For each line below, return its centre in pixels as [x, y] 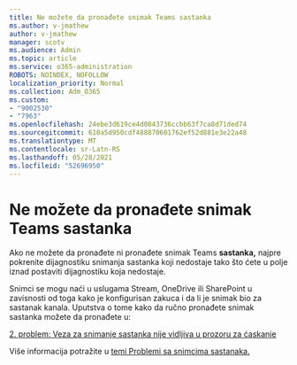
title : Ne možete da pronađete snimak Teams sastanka [110, 17]
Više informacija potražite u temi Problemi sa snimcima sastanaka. [129, 352]
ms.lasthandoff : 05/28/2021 [61, 157]
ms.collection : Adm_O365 [55, 91]
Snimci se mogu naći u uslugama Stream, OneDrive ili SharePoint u [131, 289]
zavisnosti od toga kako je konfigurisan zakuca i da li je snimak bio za [136, 299]
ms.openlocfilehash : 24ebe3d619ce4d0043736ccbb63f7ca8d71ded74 [128, 125]
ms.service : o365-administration [71, 67]
